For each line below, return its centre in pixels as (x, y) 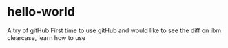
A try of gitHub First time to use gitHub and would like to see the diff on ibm (114, 30)
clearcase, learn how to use (46, 37)
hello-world (41, 12)
